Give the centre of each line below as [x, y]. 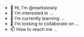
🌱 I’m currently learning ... [37, 18]
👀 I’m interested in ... [32, 13]
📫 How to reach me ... [34, 29]
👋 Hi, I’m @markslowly [34, 8]
